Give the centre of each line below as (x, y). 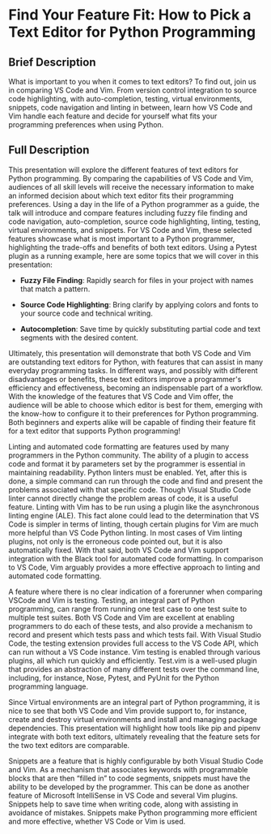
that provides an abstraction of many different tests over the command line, (134, 669)
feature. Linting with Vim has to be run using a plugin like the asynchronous (134, 507)
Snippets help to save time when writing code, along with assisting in (123, 804)
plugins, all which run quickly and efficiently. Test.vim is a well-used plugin (133, 660)
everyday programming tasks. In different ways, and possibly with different (133, 370)
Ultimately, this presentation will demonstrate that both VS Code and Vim (130, 353)
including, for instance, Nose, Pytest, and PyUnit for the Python (114, 677)
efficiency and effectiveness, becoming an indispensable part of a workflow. (135, 388)
